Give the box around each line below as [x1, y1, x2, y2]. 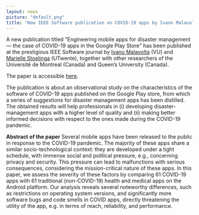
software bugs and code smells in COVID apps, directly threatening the [6, 196, 179, 203]
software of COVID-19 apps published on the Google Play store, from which [6, 90, 191, 98]
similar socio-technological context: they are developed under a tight [6, 146, 175, 153]
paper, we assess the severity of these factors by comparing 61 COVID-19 [6, 171, 187, 178]
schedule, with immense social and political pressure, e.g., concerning [6, 152, 178, 159]
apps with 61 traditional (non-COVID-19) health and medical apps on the [6, 177, 182, 184]
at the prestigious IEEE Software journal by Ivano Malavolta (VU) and [6, 49, 174, 56]
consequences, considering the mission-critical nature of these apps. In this [6, 165, 192, 172]
